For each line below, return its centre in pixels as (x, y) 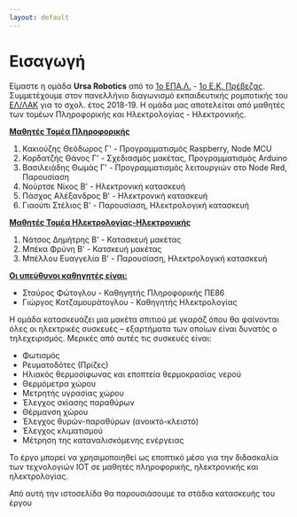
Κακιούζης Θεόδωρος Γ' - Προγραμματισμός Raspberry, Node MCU (147, 148)
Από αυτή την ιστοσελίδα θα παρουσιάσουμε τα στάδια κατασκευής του (142, 493)
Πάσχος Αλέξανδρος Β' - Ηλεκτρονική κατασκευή (115, 195)
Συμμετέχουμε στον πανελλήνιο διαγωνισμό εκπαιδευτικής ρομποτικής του (148, 95)
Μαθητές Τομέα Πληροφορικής (70, 131)
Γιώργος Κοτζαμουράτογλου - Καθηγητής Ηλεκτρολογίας (129, 302)
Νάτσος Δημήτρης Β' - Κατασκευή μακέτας (102, 239)
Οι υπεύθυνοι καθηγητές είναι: (68, 275)
